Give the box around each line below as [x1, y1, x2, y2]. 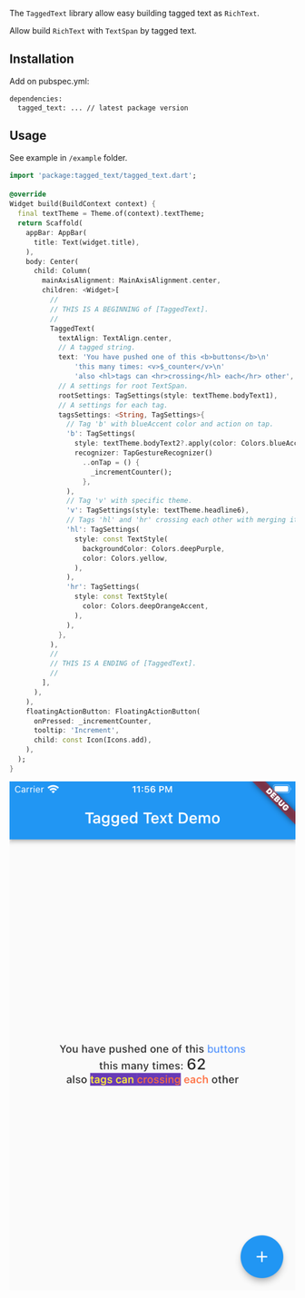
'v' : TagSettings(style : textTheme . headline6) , [66, 506, 250, 516]
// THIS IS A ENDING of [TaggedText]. [49, 659, 197, 668]
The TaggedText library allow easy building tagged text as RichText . [9, 8, 261, 18]
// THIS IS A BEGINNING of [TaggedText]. [49, 304, 209, 314]
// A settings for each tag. [57, 400, 169, 409]
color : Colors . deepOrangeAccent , [82, 602, 209, 611]
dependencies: [9, 94, 64, 103]
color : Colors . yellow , [82, 554, 169, 563]
